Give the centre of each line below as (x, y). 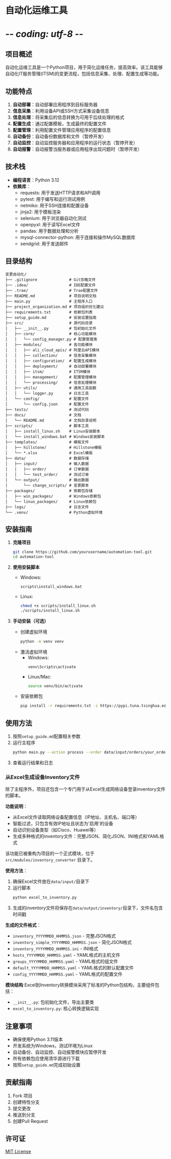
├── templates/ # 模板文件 (47, 442)
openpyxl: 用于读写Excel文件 (50, 224)
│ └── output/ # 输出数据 (47, 480)
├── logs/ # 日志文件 (47, 507)
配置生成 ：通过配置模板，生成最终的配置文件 (60, 124)
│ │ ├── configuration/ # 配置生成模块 (51, 361)
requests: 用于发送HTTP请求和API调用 (60, 193)
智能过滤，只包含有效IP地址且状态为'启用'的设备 (63, 824)
